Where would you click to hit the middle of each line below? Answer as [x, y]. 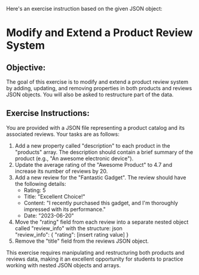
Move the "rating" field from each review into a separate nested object [102, 222]
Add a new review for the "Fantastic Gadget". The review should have [100, 177]
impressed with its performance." [65, 209]
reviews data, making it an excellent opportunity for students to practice [95, 259]
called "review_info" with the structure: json [68, 228]
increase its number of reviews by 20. [61, 171]
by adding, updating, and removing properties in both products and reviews [99, 88]
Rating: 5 [35, 190]
